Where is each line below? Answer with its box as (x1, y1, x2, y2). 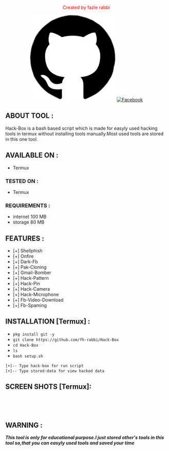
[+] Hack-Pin (12, 280, 40, 287)
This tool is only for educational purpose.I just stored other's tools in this (5, 435, 164, 441)
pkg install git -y (12, 332, 55, 337)
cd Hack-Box (12, 342, 39, 348)
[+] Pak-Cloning (12, 264, 47, 270)
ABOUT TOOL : (5, 112, 54, 120)
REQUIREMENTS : (5, 202, 50, 209)
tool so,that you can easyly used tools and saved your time (5, 440, 135, 446)
